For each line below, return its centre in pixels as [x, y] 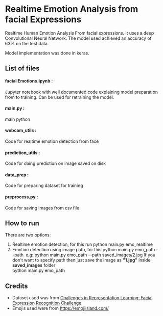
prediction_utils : [23, 153]
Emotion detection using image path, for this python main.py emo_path [83, 250]
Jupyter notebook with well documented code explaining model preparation [81, 92]
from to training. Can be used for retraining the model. [59, 97]
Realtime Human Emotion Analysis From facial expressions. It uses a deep [80, 33]
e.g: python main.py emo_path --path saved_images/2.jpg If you [91, 255]
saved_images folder [34, 265]
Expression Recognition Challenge [47, 303]
